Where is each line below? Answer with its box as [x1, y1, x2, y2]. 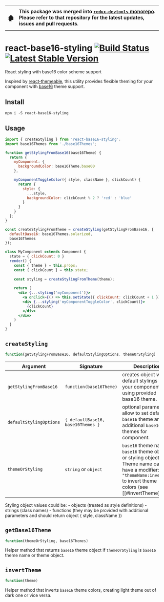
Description [133, 363, 161, 369]
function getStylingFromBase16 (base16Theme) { [5, 150, 102, 155]
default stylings [122, 377, 158, 384]
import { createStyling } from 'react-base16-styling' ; [5, 137, 121, 142]
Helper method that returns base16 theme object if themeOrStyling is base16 [5, 547, 156, 553]
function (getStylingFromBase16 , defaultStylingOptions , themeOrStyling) [5, 352, 156, 357]
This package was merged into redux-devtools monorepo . [19, 8, 156, 15]
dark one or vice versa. [5, 592, 52, 598]
